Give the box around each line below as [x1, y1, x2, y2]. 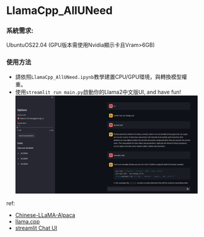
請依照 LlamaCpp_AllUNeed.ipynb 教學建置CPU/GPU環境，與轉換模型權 [15, 73, 188, 80]
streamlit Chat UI [15, 224, 58, 232]
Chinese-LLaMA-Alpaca [15, 211, 76, 219]
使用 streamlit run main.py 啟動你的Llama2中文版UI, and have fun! [15, 88, 182, 95]
